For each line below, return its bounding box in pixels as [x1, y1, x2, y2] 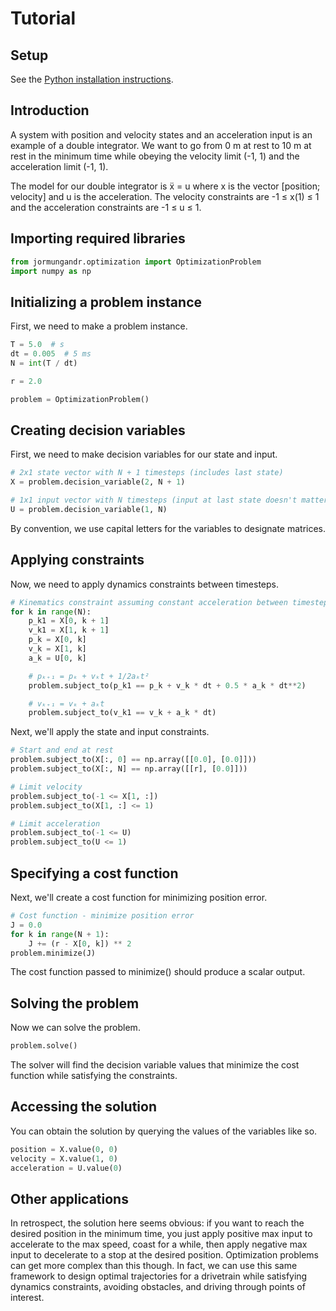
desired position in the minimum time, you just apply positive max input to [10, 1228, 313, 1240]
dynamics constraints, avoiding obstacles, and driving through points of [10, 1281, 306, 1293]
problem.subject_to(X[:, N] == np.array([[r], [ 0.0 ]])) [10, 764, 248, 774]
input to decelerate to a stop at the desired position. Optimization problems [10, 1249, 320, 1261]
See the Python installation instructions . [10, 73, 174, 85]
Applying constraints [10, 552, 145, 569]
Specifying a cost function [10, 865, 179, 882]
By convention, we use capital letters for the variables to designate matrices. [10, 522, 327, 534]
